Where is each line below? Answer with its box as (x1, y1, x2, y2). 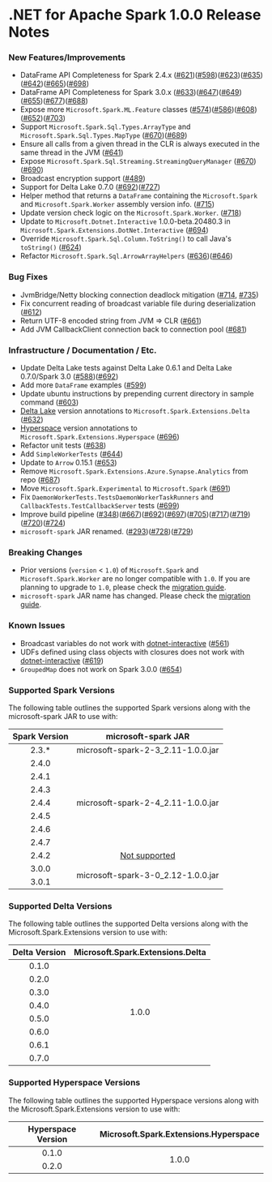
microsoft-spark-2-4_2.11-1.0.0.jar (76, 797, 219, 808)
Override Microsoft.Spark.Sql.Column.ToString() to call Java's (19, 233, 232, 244)
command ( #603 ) (19, 397, 79, 407)
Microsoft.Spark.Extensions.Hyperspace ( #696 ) (19, 432, 180, 442)
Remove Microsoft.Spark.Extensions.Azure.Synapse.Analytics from (19, 466, 249, 476)
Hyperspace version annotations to (19, 423, 138, 433)
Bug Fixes (8, 272, 49, 283)
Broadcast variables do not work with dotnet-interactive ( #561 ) (19, 638, 230, 648)
